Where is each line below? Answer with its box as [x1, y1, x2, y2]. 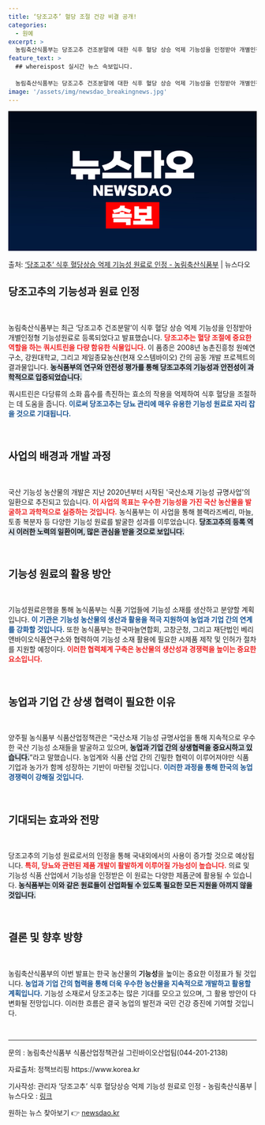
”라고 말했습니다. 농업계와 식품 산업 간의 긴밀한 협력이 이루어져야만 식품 [29, 753, 250, 762]
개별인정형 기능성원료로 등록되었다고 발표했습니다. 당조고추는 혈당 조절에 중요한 [8, 333, 252, 342]
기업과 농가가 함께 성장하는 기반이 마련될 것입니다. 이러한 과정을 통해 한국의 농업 [8, 762, 253, 772]
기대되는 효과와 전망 [8, 813, 99, 826]
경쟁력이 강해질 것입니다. [8, 773, 84, 782]
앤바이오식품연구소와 [8, 634, 73, 644]
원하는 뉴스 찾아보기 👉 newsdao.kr [8, 1108, 120, 1117]
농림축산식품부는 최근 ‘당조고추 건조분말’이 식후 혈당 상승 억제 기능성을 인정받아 [8, 322, 252, 332]
